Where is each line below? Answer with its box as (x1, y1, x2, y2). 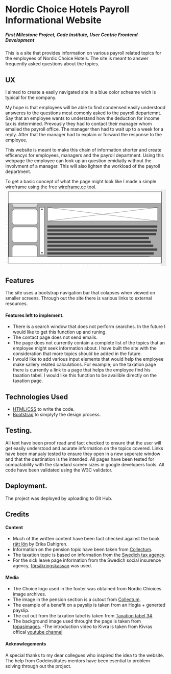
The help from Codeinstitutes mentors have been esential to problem (5, 657, 150, 664)
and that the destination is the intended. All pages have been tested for (5, 456, 155, 462)
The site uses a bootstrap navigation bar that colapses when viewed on (5, 289, 156, 295)
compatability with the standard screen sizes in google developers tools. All (5, 461, 164, 467)
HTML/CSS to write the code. (12, 406, 75, 412)
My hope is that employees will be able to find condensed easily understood (5, 104, 166, 110)
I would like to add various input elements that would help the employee (12, 356, 164, 362)
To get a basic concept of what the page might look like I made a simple (5, 178, 157, 184)
